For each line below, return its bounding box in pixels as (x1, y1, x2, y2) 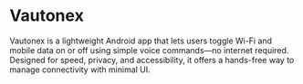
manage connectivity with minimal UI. (9, 64, 151, 75)
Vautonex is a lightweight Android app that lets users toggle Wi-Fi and (9, 35, 272, 46)
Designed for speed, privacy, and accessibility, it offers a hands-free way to (9, 54, 295, 65)
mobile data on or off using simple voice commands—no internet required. (9, 44, 289, 55)
